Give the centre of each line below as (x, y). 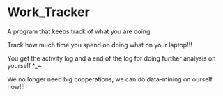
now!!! (16, 86)
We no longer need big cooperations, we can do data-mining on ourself (110, 79)
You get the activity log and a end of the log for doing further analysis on (111, 58)
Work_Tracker (49, 12)
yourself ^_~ (24, 65)
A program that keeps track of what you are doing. (79, 31)
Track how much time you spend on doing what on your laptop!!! (100, 45)
